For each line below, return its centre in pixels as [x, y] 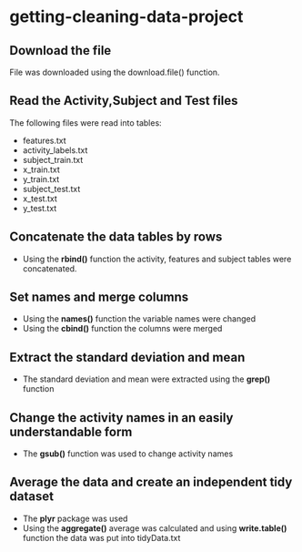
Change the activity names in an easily [121, 418]
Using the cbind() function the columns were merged [122, 329]
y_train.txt [41, 179]
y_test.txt [40, 208]
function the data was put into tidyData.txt [101, 537]
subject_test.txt [51, 189]
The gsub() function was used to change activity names [128, 454]
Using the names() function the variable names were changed [139, 319]
